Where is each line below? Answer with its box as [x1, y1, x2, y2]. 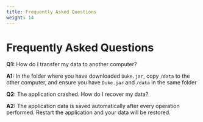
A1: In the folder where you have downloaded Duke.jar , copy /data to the [6, 72, 190, 80]
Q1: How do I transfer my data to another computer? [6, 61, 137, 68]
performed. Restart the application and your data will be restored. [6, 109, 171, 116]
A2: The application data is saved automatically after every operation [6, 103, 180, 110]
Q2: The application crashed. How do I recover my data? [6, 90, 149, 98]
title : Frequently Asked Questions [6, 8, 97, 15]
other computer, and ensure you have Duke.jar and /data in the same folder [6, 79, 197, 86]
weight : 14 [6, 15, 34, 21]
